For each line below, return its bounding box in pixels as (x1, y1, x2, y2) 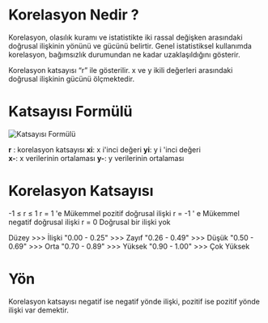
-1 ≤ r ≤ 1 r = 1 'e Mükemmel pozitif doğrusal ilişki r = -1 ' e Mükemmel (8, 208, 240, 218)
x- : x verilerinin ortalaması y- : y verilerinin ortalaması (8, 153, 185, 163)
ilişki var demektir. (8, 305, 69, 315)
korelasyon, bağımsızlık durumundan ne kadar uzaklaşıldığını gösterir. (8, 49, 240, 59)
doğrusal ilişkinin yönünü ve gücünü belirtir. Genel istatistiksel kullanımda (8, 40, 253, 50)
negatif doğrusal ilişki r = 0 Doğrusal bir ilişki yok (8, 217, 172, 227)
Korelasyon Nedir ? (8, 6, 139, 24)
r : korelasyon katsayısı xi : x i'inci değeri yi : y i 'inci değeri (8, 144, 201, 155)
